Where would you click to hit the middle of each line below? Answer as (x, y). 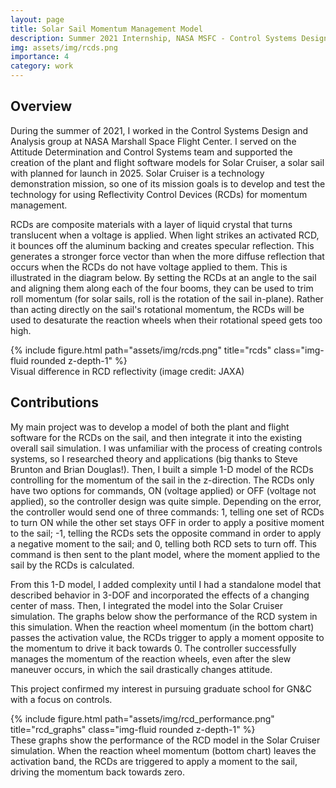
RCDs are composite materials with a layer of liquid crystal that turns (151, 224)
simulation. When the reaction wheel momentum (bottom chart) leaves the (163, 750)
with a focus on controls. (61, 699)
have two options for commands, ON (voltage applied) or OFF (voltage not (163, 490)
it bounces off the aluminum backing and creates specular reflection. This (162, 245)
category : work (42, 66)
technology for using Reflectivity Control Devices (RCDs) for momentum (159, 194)
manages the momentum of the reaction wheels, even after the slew (151, 658)
